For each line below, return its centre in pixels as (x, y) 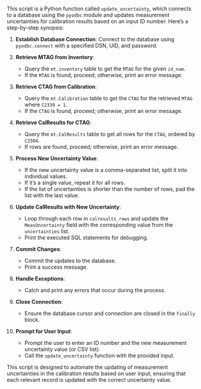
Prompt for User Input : (44, 331)
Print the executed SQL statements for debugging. (86, 238)
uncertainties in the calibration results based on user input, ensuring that (96, 373)
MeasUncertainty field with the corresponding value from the (98, 225)
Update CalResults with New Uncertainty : (68, 207)
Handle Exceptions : (40, 278)
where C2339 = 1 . (46, 105)
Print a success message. (56, 267)
